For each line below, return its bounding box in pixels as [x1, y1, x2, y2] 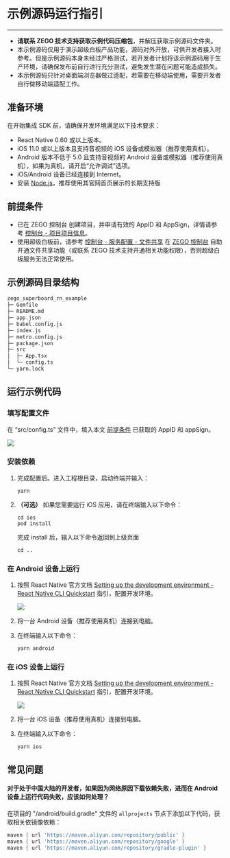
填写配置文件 [7, 408, 50, 418]
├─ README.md [7, 308, 44, 315]
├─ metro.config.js [7, 334, 63, 340]
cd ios [16, 514, 36, 521]
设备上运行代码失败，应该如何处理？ [7, 793, 110, 801]
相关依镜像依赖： [12, 818, 62, 826]
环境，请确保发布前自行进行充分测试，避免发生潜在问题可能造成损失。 [23, 62, 221, 71]
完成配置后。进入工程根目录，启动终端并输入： [16, 474, 149, 482]
